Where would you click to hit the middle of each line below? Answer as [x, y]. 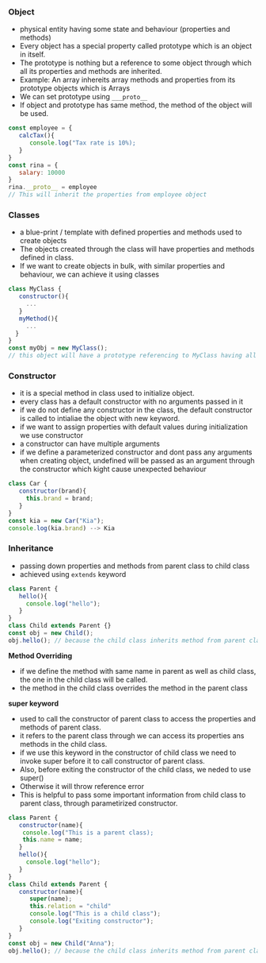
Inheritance [31, 548]
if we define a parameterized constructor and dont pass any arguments [136, 452]
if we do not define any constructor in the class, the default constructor [136, 410]
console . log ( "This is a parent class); [88, 833]
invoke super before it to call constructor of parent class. [112, 760]
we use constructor [51, 435]
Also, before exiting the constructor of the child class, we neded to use [135, 769]
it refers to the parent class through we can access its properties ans [132, 735]
